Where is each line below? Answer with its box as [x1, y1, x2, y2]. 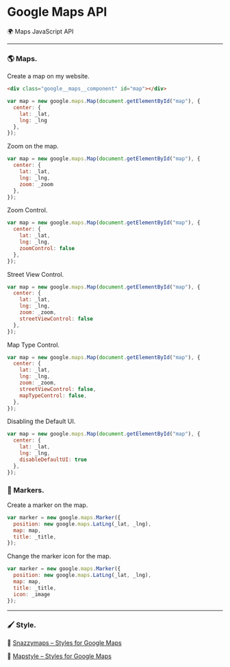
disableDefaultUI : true [19, 456, 88, 463]
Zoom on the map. [7, 142, 60, 150]
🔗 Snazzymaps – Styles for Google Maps [7, 638, 122, 646]
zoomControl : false [19, 245, 75, 251]
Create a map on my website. [7, 72, 90, 80]
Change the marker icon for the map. [7, 552, 112, 561]
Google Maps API [7, 4, 107, 20]
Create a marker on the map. [7, 501, 88, 509]
